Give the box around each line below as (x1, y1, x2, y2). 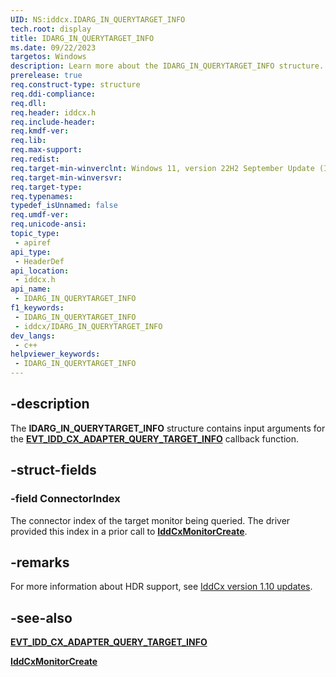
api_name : (10, 284, 52, 295)
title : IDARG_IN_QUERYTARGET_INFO (10, 33, 155, 43)
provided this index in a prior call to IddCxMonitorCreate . (10, 525, 248, 537)
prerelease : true (10, 71, 83, 81)
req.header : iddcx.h (10, 107, 97, 118)
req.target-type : (10, 182, 83, 192)
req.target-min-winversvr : (10, 172, 123, 183)
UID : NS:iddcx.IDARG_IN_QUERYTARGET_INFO (10, 14, 186, 25)
